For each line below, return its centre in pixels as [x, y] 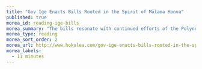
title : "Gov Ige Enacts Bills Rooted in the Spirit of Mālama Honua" [95, 12]
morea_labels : [24, 51]
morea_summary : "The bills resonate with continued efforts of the [93, 28]
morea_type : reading [32, 34]
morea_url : [20, 46]
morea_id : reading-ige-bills [43, 23]
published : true [26, 17]
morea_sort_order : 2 [32, 40]
